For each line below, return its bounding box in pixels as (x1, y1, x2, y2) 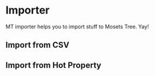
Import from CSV (5, 40, 69, 50)
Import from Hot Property (5, 60, 102, 70)
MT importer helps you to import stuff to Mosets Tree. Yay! (5, 23, 149, 30)
